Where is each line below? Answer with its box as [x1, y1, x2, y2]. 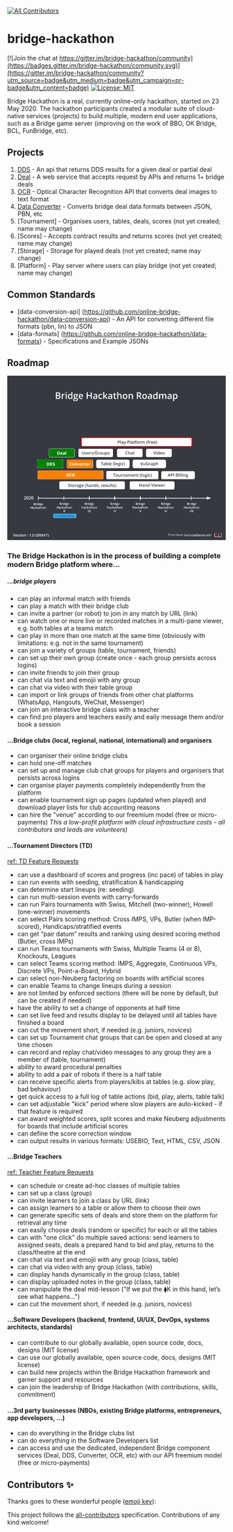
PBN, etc [17, 209, 43, 218]
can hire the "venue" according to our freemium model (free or [17, 811, 197, 819]
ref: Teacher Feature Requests [7, 1167, 94, 1176]
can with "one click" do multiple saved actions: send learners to [17, 1233, 200, 1241]
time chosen [17, 1040, 53, 1048]
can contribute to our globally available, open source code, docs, [17, 1339, 203, 1347]
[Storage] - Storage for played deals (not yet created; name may [17, 246, 201, 255]
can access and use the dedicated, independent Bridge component [17, 1444, 210, 1452]
